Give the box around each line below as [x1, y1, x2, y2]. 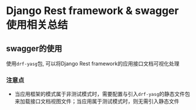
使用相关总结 [6, 19, 69, 32]
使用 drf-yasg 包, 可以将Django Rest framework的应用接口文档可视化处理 [6, 60, 180, 67]
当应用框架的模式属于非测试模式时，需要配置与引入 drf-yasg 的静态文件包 [14, 91, 191, 98]
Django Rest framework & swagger [6, 4, 179, 18]
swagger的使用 [6, 43, 63, 53]
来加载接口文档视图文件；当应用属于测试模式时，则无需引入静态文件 [14, 98, 180, 105]
